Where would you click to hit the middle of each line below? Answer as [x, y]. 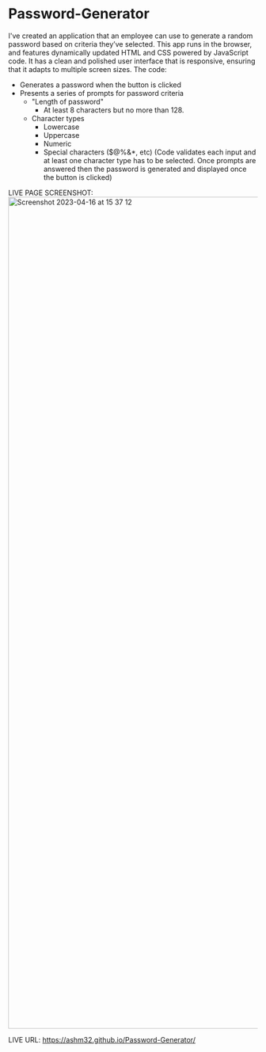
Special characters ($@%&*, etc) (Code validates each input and [150, 152]
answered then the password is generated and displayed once [145, 169]
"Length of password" [68, 101]
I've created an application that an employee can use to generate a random [131, 36]
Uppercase [61, 135]
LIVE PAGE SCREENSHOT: [51, 192]
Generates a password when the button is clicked [101, 85]
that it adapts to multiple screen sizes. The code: [88, 69]
